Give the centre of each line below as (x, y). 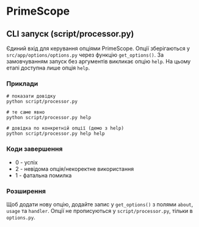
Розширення (26, 191)
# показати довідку (31, 96)
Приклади (22, 84)
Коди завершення (34, 149)
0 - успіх (26, 162)
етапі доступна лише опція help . (48, 68)
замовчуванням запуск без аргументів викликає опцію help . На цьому (99, 61)
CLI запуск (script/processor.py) (70, 34)
